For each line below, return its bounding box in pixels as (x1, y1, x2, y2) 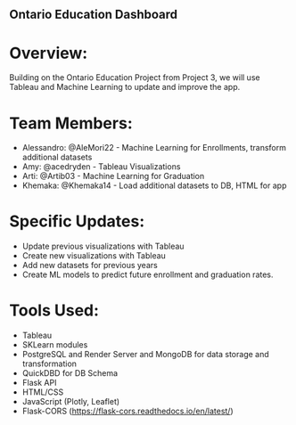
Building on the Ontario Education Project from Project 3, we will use (9, 72, 260, 83)
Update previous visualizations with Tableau (21, 241, 185, 252)
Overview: (9, 43, 88, 63)
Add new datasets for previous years (21, 260, 158, 271)
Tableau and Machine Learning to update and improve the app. (9, 82, 241, 93)
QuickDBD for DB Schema (21, 368, 119, 379)
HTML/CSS (21, 387, 64, 397)
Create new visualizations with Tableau (21, 250, 167, 261)
